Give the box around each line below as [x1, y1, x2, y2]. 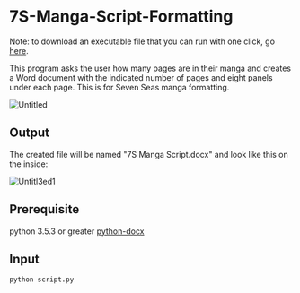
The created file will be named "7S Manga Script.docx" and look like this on [9, 149, 289, 159]
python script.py [9, 275, 75, 284]
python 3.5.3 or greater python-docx [9, 226, 146, 237]
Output [9, 125, 49, 141]
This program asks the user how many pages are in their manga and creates [9, 63, 292, 73]
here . [9, 45, 29, 56]
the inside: [9, 159, 49, 169]
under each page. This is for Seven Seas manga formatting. [9, 82, 230, 92]
